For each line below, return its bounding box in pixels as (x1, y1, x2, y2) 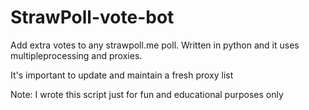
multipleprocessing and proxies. (10, 49, 143, 61)
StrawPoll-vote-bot (10, 6, 175, 29)
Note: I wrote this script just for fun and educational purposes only (10, 88, 284, 100)
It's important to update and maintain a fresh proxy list (10, 69, 234, 81)
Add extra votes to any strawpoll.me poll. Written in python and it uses (10, 39, 300, 51)
